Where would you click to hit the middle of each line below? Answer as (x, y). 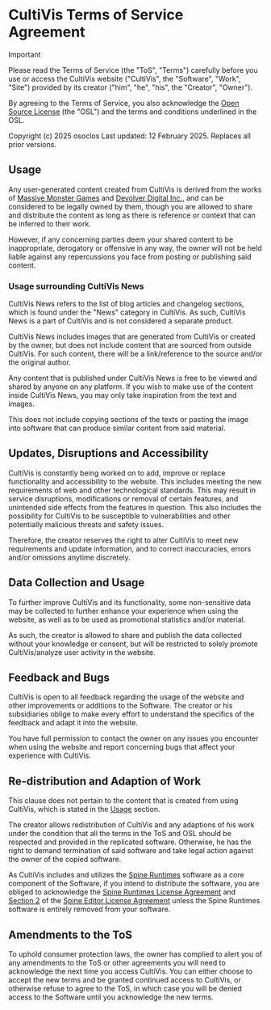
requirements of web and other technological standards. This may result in (132, 490)
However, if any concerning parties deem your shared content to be (121, 239)
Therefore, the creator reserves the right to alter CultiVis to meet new (123, 540)
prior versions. (32, 144)
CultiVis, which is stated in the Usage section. (84, 809)
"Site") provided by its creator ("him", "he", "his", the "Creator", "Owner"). (130, 87)
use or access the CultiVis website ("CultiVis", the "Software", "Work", (125, 78)
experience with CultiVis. (50, 756)
